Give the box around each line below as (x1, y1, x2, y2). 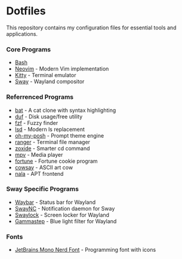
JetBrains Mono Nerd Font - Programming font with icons (14, 246, 156, 254)
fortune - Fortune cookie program (14, 157, 98, 164)
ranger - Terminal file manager (14, 138, 91, 145)
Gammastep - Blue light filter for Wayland (14, 217, 117, 225)
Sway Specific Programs (6, 185, 79, 193)
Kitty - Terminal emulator (14, 72, 76, 79)
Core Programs (6, 45, 51, 53)
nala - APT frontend (14, 170, 64, 177)
